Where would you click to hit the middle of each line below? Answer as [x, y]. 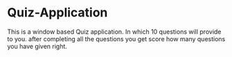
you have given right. [37, 46]
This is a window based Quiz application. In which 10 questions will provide [114, 32]
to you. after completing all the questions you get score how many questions [116, 38]
